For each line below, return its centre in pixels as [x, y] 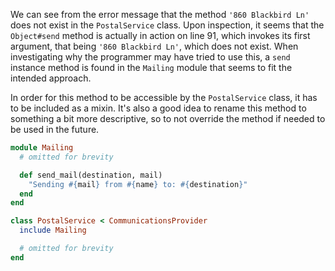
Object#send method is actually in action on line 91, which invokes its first [160, 35]
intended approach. [51, 78]
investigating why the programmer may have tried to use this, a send [150, 57]
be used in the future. [55, 129]
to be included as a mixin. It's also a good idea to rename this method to [158, 108]
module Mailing [42, 148]
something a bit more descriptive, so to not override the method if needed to [168, 118]
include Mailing [53, 230]
